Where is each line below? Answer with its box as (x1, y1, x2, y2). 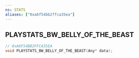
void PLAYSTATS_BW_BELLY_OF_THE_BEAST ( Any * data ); (5, 48, 113, 53)
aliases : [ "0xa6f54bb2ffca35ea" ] (5, 12, 75, 17)
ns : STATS (5, 7, 26, 12)
